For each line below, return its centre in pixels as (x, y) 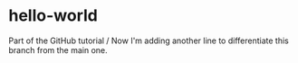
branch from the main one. (58, 49)
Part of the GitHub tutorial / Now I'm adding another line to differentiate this (149, 40)
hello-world (53, 16)
